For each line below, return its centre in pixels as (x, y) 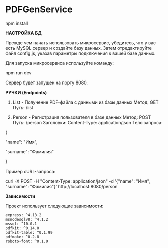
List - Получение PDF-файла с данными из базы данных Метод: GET (86, 102)
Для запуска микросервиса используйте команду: (60, 63)
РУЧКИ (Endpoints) (26, 92)
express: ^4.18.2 (23, 215)
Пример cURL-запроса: (30, 171)
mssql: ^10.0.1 (21, 224)
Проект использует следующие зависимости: (54, 206)
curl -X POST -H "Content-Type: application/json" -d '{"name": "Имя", (78, 181)
